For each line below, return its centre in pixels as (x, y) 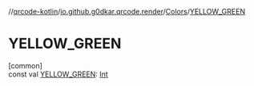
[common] (25, 65)
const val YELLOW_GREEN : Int (58, 74)
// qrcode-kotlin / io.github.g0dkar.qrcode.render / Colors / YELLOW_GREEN (127, 12)
